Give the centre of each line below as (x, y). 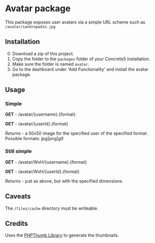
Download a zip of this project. (43, 53)
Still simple (18, 151)
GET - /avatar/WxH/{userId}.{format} (42, 171)
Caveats (18, 196)
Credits (17, 223)
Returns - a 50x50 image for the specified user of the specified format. (77, 133)
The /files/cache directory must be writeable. (52, 208)
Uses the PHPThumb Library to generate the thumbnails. (62, 235)
